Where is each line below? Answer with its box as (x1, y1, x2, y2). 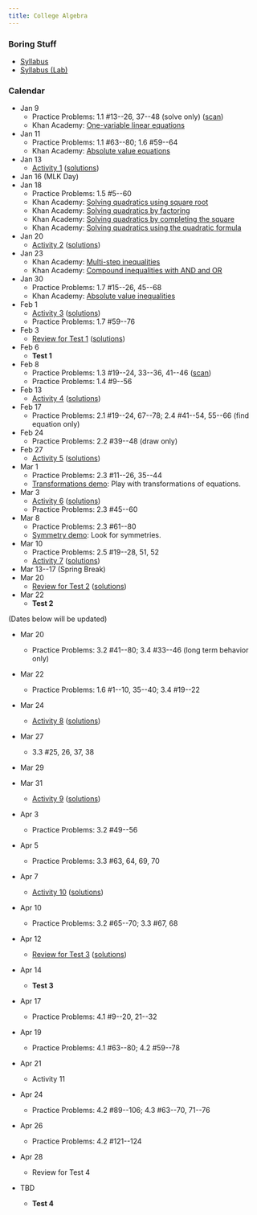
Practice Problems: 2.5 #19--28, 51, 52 (31, 547, 159, 557)
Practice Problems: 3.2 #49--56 (31, 825, 138, 835)
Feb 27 (19, 445, 43, 455)
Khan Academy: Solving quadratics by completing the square (31, 215, 235, 224)
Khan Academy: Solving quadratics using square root (31, 198, 209, 207)
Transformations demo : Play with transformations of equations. (31, 479, 241, 489)
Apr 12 (19, 934, 42, 944)
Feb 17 (19, 403, 42, 412)
